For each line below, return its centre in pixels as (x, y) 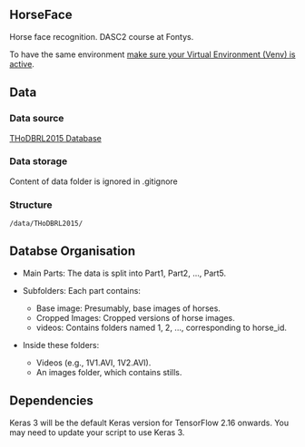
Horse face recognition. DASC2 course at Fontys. (102, 36)
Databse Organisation (73, 252)
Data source (37, 119)
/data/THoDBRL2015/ (46, 224)
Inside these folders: (61, 345)
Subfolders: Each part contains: (81, 290)
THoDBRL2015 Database (55, 138)
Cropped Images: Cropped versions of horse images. (135, 317)
